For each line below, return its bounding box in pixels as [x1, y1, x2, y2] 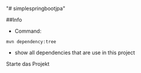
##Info [6, 16, 22, 23]
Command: [14, 27, 42, 34]
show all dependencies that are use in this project [14, 49, 135, 56]
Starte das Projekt [6, 61, 50, 67]
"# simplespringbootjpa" [6, 5, 66, 12]
